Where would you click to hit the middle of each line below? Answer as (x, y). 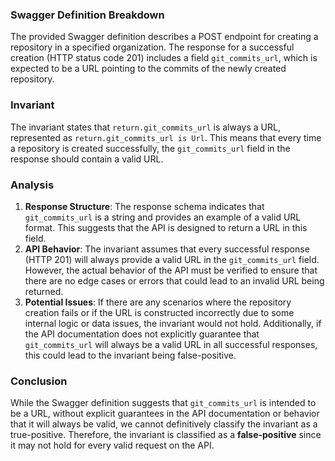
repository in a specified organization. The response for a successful (152, 47)
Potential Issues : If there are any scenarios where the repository (158, 302)
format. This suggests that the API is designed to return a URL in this (166, 227)
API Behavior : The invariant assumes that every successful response (167, 249)
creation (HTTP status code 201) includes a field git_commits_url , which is (164, 58)
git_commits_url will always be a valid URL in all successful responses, (171, 344)
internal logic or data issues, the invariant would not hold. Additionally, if (173, 323)
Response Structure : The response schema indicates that (144, 206)
